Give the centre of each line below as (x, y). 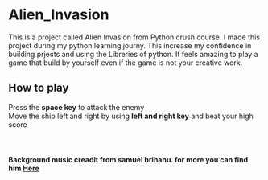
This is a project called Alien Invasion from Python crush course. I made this (134, 37)
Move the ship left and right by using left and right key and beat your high (131, 116)
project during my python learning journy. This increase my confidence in (130, 45)
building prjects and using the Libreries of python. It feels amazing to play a (134, 54)
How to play (39, 88)
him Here (24, 168)
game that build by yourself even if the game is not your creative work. (126, 63)
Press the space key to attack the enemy (76, 107)
